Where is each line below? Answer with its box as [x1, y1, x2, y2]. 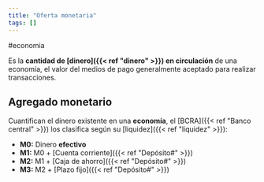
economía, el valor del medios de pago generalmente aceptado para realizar [8, 64, 256, 73]
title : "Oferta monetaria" [8, 11, 97, 20]
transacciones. [8, 72, 57, 82]
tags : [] [8, 19, 37, 27]
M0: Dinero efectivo [19, 139, 87, 150]
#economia [8, 40, 45, 50]
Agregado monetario [8, 95, 113, 109]
